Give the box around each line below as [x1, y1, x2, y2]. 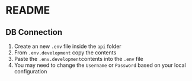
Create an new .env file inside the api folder [14, 43, 122, 50]
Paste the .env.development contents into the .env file [14, 56, 143, 62]
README [5, 4, 50, 17]
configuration [14, 68, 47, 74]
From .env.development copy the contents [14, 49, 117, 56]
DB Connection [5, 27, 63, 37]
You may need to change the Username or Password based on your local [14, 61, 186, 69]
